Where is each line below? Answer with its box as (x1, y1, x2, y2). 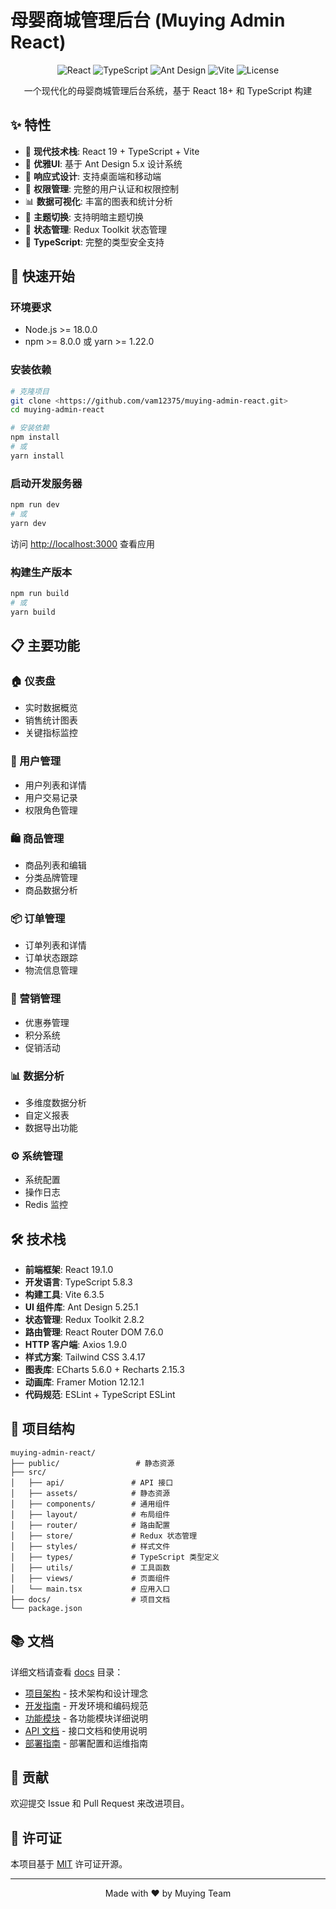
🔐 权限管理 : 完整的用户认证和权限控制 (24, 182, 179, 195)
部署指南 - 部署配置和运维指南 (24, 1737, 149, 1749)
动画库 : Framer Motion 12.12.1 (24, 1376, 145, 1388)
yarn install (10, 451, 65, 461)
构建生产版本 (10, 565, 73, 579)
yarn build (10, 607, 56, 617)
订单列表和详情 (24, 939, 87, 951)
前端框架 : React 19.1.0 (24, 1263, 114, 1275)
